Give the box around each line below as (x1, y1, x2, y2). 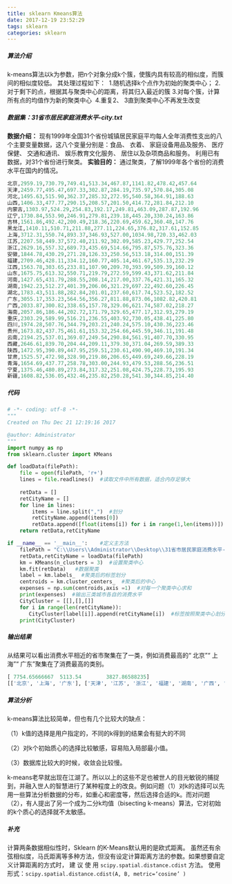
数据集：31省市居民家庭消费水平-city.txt (7, 113, 123, 121)
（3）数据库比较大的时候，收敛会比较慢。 (7, 758, 126, 767)
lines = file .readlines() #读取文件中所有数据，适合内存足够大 (19, 476, 191, 483)
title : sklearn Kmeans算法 (7, 10, 83, 17)
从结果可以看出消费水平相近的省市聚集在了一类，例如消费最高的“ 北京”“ (7, 651, 211, 660)
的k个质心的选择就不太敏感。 (7, 808, 90, 816)
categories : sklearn (7, 29, 67, 37)
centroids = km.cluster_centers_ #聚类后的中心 (19, 578, 156, 585)
